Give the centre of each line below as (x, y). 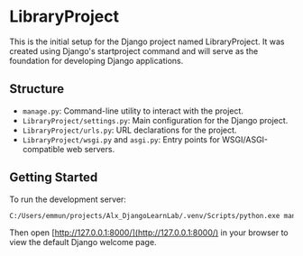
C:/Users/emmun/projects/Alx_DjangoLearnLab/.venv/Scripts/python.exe (145, 215)
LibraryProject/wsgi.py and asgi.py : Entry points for (121, 139)
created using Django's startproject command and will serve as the (134, 50)
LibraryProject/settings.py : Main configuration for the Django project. (155, 120)
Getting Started (54, 178)
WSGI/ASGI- (245, 139)
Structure (37, 89)
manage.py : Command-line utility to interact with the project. (133, 111)
